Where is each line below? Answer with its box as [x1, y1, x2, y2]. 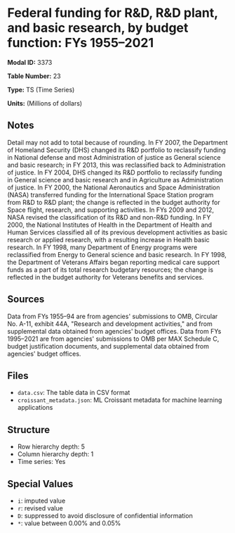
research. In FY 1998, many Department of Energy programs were [7, 243, 198, 251]
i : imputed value [17, 496, 66, 505]
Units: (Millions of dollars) [7, 99, 83, 107]
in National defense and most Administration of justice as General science [7, 153, 221, 161]
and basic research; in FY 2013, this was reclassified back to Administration [7, 161, 226, 169]
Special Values [7, 477, 74, 490]
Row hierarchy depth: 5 [17, 442, 86, 451]
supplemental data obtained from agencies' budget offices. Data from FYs [7, 327, 222, 335]
